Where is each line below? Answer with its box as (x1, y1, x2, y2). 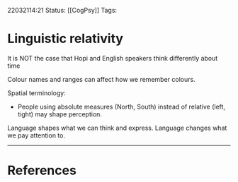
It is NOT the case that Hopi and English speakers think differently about (7, 54, 218, 62)
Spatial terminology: (7, 88, 66, 97)
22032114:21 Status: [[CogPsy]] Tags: (7, 6, 118, 14)
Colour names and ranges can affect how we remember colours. (7, 75, 196, 83)
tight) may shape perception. (17, 109, 103, 119)
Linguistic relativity (7, 31, 124, 47)
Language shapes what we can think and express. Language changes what (7, 123, 227, 132)
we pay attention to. (7, 131, 66, 140)
